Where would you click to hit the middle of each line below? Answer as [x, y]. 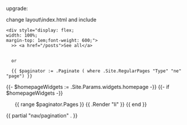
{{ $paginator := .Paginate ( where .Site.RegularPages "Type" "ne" [96, 71]
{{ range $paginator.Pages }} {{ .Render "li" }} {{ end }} [81, 104]
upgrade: [17, 8]
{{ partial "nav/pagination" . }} [42, 115]
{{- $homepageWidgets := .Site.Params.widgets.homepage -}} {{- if [88, 87]
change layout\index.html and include [51, 19]
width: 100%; [22, 35]
